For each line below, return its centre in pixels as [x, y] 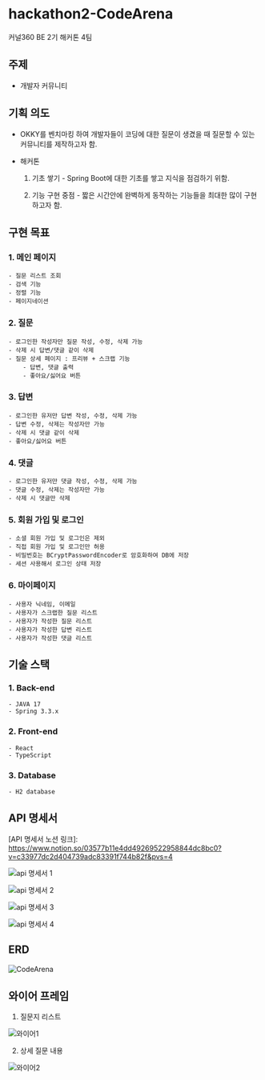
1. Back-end [32, 688]
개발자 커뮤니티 [44, 86]
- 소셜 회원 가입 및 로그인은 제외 [57, 538]
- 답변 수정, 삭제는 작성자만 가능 [57, 424]
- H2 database [32, 792]
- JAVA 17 [25, 705]
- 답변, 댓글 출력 [48, 367]
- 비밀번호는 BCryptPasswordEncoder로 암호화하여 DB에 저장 [99, 556]
